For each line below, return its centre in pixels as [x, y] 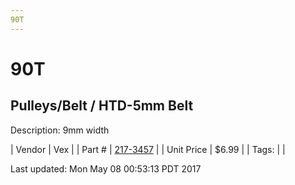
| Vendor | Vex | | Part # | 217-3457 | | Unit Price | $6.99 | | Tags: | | [148, 149]
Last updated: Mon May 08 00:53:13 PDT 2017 [106, 168]
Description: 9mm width [60, 130]
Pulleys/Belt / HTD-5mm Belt [102, 106]
